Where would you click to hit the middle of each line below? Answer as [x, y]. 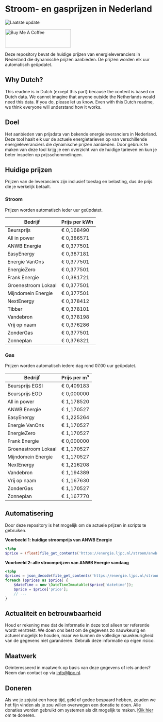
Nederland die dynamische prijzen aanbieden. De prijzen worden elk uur [77, 59]
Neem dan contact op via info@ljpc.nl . [43, 673]
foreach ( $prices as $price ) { [37, 580]
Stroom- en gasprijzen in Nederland [79, 9]
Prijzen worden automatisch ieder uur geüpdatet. [54, 210]
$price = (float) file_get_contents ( [42, 553]
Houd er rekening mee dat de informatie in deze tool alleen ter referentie [77, 625]
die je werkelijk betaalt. [28, 187]
